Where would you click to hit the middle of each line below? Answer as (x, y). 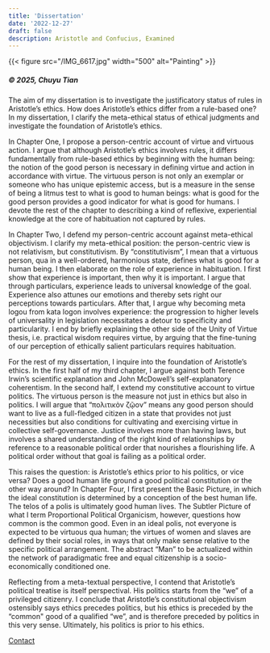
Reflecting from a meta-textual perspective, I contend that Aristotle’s (122, 582)
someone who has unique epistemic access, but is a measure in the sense (132, 185)
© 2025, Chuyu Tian (44, 80)
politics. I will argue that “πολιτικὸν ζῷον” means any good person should (131, 405)
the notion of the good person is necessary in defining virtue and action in (131, 167)
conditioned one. (83, 567)
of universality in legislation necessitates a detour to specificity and (120, 321)
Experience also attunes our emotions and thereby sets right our (115, 295)
